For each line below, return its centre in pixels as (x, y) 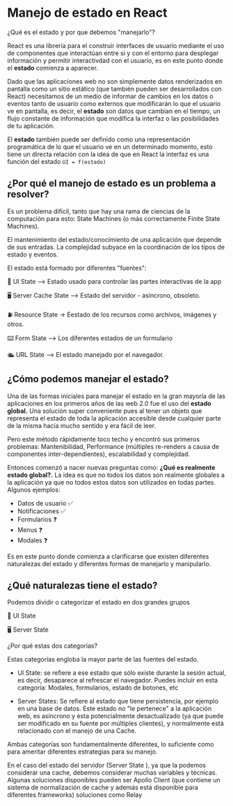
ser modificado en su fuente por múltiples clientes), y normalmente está (120, 724)
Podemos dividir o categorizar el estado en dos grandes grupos (98, 602)
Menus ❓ (30, 530)
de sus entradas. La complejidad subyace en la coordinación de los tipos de (116, 247)
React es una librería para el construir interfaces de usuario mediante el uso (116, 45)
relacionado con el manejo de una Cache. (77, 731)
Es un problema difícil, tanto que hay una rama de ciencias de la (99, 211)
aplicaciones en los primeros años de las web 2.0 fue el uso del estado (109, 403)
